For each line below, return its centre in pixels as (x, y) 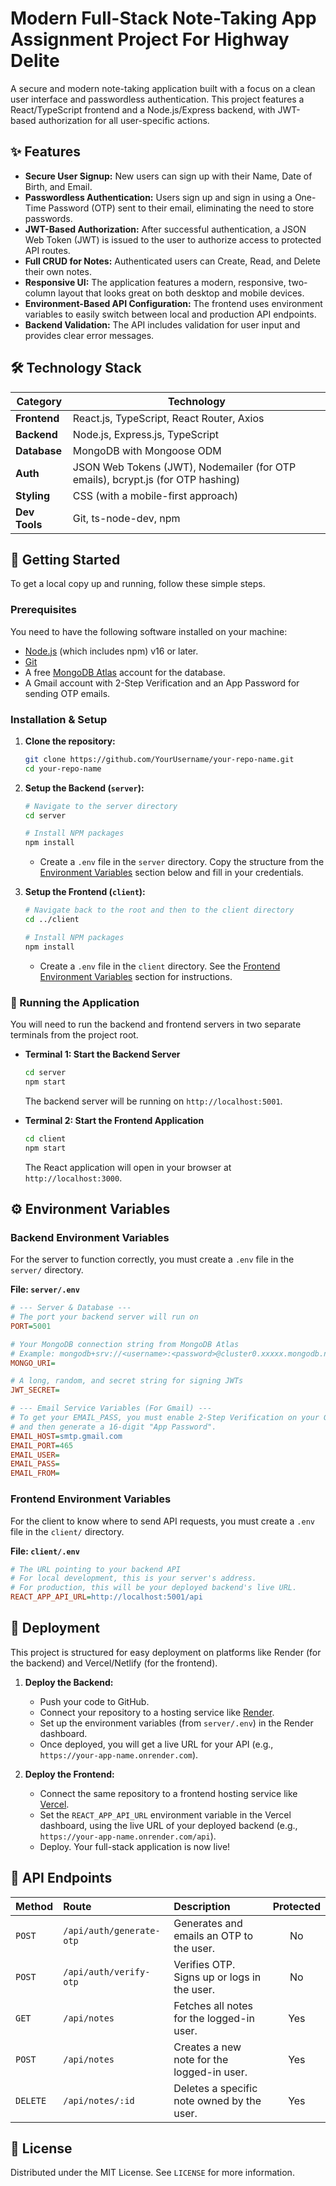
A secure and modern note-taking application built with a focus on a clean (163, 88)
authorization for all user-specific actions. (124, 120)
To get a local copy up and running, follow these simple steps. (138, 584)
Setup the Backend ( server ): (84, 788)
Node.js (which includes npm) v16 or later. (111, 651)
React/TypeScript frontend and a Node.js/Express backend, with (143, 109)
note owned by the (217, 2100)
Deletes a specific (215, 2088)
